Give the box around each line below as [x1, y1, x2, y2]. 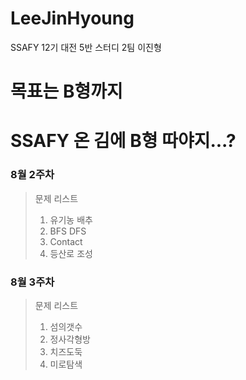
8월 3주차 [10, 275, 55, 289]
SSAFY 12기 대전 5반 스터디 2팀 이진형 [10, 41, 162, 53]
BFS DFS [49, 225, 87, 237]
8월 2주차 [10, 168, 55, 182]
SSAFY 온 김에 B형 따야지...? [10, 130, 237, 152]
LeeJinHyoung [10, 7, 135, 30]
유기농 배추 [49, 213, 93, 226]
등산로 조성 [49, 247, 93, 259]
